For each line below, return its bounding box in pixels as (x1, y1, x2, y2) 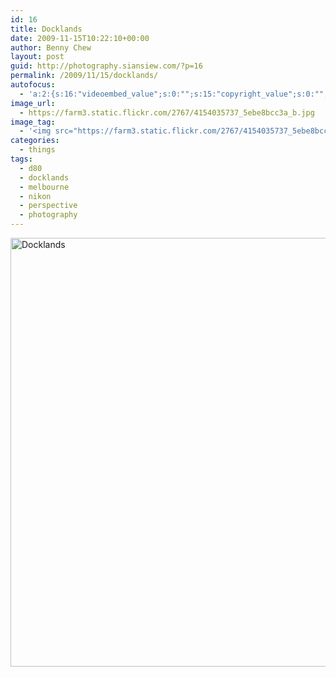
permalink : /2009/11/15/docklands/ (10, 71, 159, 81)
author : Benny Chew (10, 42, 92, 53)
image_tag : (10, 117, 56, 127)
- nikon (19, 191, 52, 201)
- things (19, 145, 56, 155)
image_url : (10, 98, 56, 108)
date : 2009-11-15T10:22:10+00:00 (10, 33, 150, 43)
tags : (10, 154, 33, 164)
